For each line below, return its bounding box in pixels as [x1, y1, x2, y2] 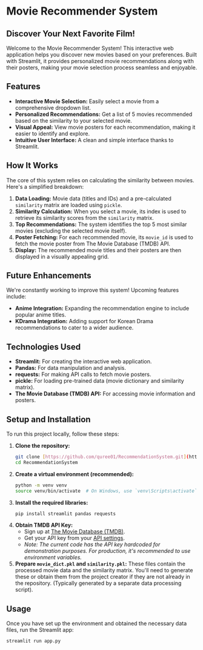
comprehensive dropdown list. [15, 104, 92, 111]
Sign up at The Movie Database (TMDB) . [24, 528, 125, 535]
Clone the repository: [15, 442, 70, 450]
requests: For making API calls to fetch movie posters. [15, 371, 151, 378]
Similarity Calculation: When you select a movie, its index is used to [15, 208, 187, 215]
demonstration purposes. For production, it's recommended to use [24, 547, 191, 555]
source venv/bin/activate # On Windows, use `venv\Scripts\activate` [15, 488, 198, 494]
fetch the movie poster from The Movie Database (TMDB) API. [15, 240, 171, 247]
